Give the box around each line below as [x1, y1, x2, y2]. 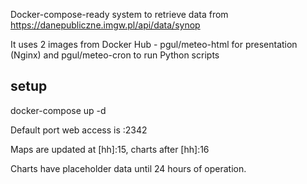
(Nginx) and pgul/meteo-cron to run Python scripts [10, 49, 220, 61]
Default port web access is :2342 [10, 124, 148, 136]
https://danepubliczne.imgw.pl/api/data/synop [10, 19, 201, 31]
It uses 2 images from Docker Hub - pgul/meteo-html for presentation [10, 39, 298, 50]
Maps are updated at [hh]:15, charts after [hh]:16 [10, 143, 210, 155]
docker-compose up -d [10, 104, 107, 116]
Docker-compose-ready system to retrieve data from [10, 9, 229, 20]
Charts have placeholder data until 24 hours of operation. [10, 162, 247, 174]
